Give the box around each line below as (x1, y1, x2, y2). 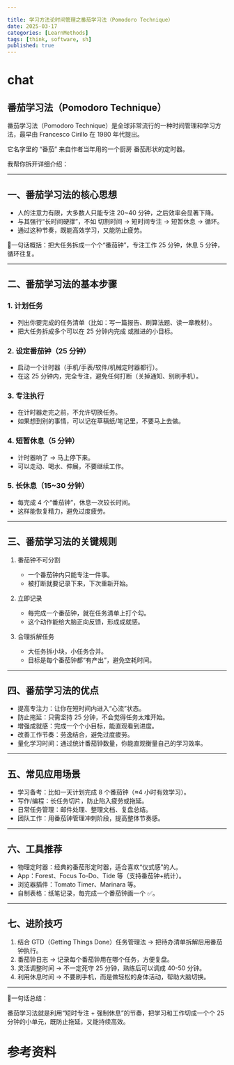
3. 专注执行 (7, 391, 45, 401)
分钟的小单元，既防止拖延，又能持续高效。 (7, 1017, 130, 1025)
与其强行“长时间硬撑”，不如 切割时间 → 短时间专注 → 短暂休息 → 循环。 (17, 217, 224, 225)
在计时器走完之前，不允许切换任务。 (17, 408, 122, 417)
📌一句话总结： (7, 994, 49, 1002)
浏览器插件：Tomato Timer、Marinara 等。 (17, 880, 140, 889)
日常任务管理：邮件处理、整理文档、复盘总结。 (17, 806, 152, 814)
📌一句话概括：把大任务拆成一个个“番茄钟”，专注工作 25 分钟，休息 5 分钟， (7, 240, 224, 249)
